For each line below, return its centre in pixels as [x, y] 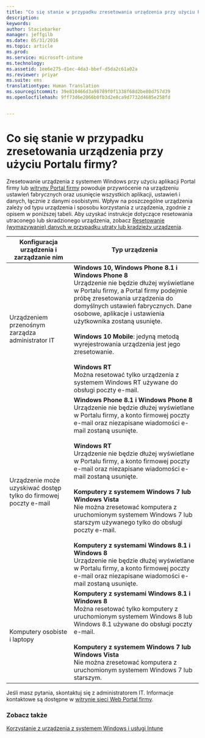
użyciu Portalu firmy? [62, 164]
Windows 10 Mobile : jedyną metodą [126, 336]
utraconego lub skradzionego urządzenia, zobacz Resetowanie [85, 220]
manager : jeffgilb [30, 35]
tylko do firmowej [34, 495]
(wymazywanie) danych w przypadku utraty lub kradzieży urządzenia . [95, 226]
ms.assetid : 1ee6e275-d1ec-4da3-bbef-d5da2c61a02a [72, 69]
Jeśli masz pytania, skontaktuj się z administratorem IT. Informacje [90, 693]
